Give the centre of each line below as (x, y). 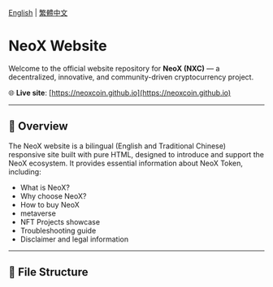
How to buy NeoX (50, 204)
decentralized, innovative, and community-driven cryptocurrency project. (131, 77)
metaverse (38, 213)
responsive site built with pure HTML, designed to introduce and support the (136, 154)
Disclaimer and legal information (74, 239)
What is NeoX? (45, 187)
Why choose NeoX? (53, 196)
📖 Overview (38, 126)
